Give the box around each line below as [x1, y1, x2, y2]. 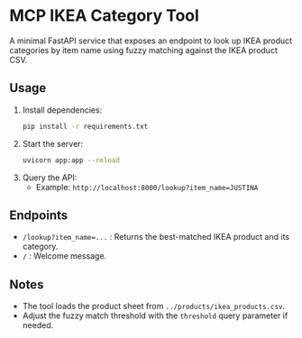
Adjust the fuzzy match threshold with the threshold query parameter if [22, 310, 288, 321]
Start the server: [22, 138, 84, 149]
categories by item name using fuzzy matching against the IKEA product [9, 44, 278, 55]
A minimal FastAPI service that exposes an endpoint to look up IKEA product [9, 35, 293, 46]
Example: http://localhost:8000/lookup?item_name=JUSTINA [35, 181, 259, 192]
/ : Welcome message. [22, 251, 107, 261]
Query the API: [22, 172, 78, 183]
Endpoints [9, 207, 69, 223]
